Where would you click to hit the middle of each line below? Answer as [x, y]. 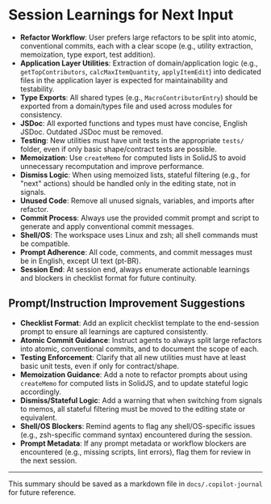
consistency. [41, 114]
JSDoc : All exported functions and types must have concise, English [133, 123]
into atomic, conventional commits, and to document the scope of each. [140, 349]
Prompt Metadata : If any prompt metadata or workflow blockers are [133, 443]
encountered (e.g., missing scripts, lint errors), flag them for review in [135, 451]
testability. [37, 89]
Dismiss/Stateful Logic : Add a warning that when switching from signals [141, 400]
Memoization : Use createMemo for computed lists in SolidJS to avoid [133, 157]
